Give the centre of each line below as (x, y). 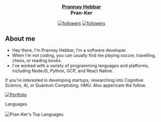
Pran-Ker (81, 13)
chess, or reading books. (37, 61)
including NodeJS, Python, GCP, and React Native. (63, 71)
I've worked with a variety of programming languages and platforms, (80, 66)
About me (20, 38)
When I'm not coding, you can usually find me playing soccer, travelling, (84, 55)
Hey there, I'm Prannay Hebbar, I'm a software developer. (69, 50)
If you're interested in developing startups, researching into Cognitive (74, 80)
